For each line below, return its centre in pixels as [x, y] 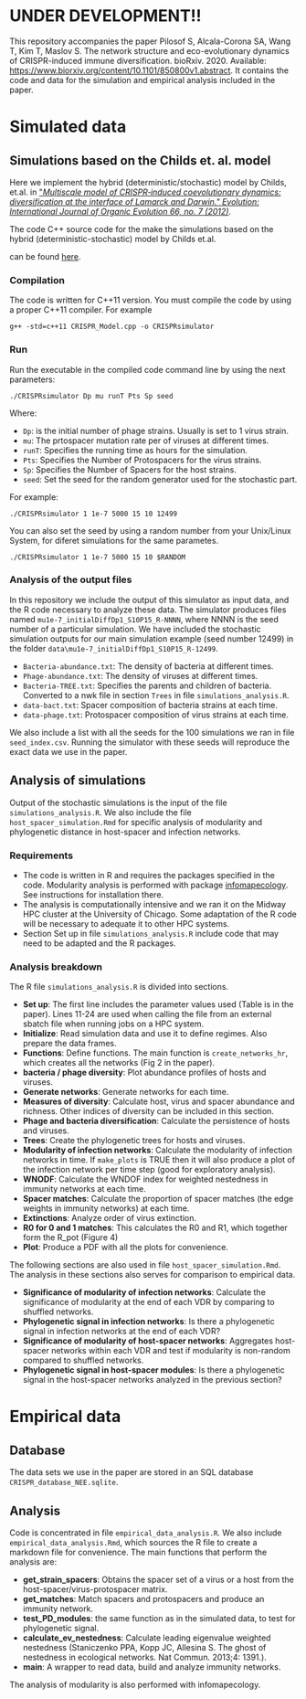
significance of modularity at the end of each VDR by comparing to [149, 1302]
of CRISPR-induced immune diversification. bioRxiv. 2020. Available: [138, 60]
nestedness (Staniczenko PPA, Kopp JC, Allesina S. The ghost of [144, 1648]
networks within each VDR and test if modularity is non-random [171, 1351]
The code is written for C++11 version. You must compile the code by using [151, 300]
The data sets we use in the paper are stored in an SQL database [132, 1472]
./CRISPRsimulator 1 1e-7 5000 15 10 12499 [94, 514]
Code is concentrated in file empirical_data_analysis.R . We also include [146, 1533]
